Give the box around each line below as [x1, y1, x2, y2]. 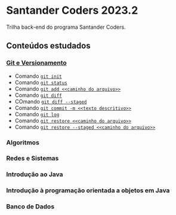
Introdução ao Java [6, 170, 64, 178]
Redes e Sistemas [6, 154, 59, 162]
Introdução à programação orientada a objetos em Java [6, 186, 170, 195]
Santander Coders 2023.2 [6, 4, 138, 17]
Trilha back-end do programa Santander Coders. [6, 23, 126, 31]
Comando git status [14, 78, 67, 86]
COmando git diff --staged [14, 98, 87, 105]
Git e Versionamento [6, 59, 67, 67]
